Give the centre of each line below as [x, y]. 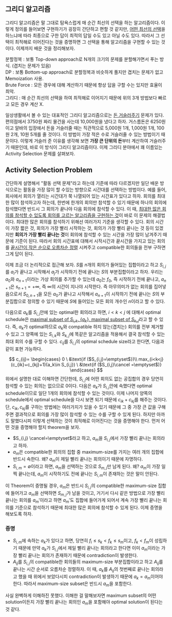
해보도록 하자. [19, 514]
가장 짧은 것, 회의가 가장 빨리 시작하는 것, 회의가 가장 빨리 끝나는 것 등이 [82, 228]
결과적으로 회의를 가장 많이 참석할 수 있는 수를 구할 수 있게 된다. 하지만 [85, 414]
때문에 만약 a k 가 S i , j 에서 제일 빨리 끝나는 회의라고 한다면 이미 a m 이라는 [89, 549]
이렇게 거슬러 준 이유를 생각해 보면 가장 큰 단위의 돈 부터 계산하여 [84, 141]
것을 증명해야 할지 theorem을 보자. [45, 427]
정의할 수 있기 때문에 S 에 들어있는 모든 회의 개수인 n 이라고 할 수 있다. [96, 301]
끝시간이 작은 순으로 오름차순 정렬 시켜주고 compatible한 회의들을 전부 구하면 [88, 247]
